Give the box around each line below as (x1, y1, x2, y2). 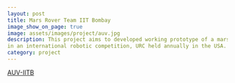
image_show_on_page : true (7, 23, 83, 30)
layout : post (7, 10, 45, 17)
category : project (7, 50, 61, 56)
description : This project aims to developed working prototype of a (7, 36, 215, 43)
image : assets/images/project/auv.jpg (7, 29, 120, 37)
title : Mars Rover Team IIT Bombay (7, 17, 111, 24)
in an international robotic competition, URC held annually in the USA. (7, 43, 227, 50)
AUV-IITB (7, 68, 34, 77)
